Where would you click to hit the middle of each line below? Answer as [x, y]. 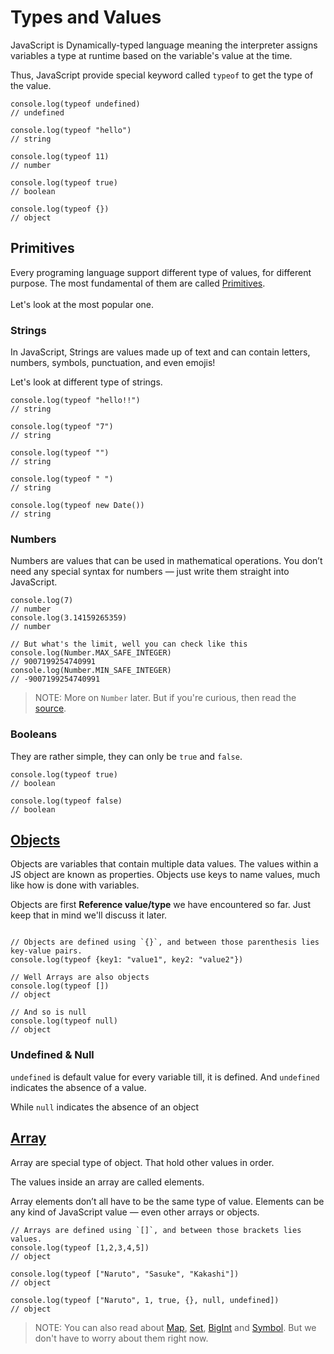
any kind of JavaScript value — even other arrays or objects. [135, 1212]
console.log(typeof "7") [62, 427]
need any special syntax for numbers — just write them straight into [150, 572]
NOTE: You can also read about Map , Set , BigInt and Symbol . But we [175, 1327]
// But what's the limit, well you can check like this [129, 644]
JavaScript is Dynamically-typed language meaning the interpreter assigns [164, 45]
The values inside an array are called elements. [107, 1182]
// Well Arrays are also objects [80, 977]
